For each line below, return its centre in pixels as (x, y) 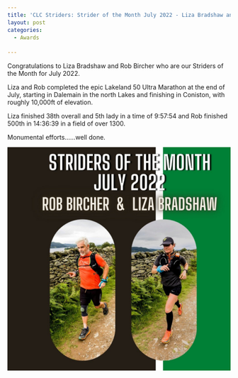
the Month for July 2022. (44, 74)
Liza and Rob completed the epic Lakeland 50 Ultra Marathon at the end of (116, 87)
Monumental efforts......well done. (57, 138)
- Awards (27, 38)
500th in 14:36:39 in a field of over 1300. (67, 123)
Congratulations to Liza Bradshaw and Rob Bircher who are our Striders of (115, 66)
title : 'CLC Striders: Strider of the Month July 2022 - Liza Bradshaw (115, 15)
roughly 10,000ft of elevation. (50, 102)
